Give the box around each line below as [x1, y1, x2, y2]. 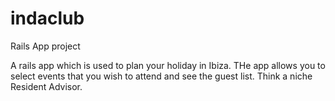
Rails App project [10, 40, 81, 52]
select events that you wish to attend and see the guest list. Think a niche [10, 70, 313, 82]
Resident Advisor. [10, 80, 83, 92]
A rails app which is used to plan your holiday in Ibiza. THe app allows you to [10, 59, 326, 71]
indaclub [10, 7, 85, 30]
